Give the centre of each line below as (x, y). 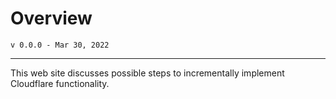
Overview (51, 18)
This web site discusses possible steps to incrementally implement (147, 73)
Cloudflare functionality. (60, 83)
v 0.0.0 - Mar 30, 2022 (60, 45)
